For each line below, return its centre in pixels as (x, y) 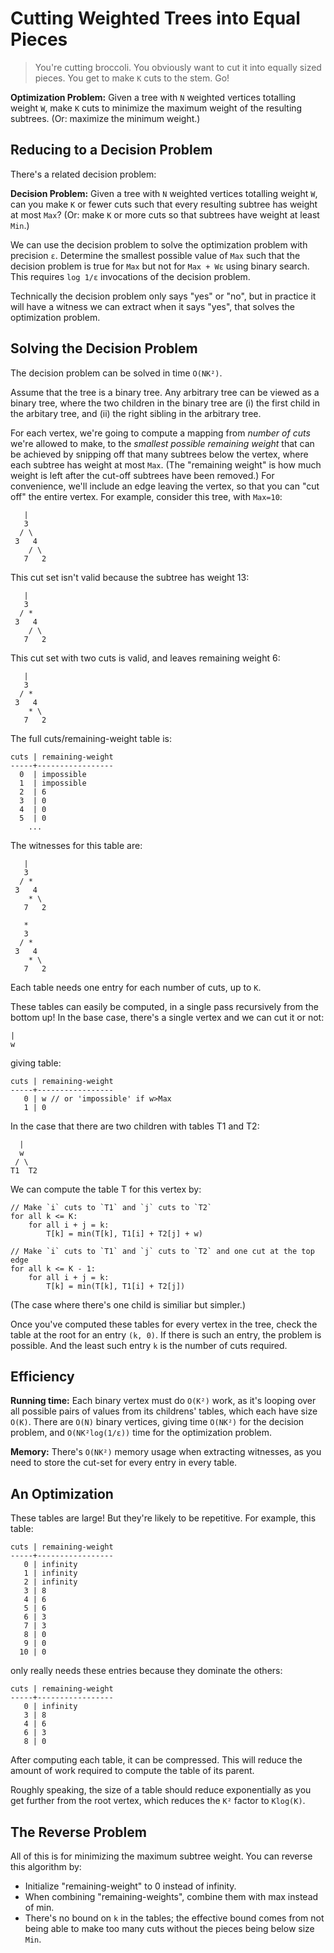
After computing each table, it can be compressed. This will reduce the (156, 1760)
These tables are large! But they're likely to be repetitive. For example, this (163, 1518)
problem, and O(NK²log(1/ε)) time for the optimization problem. (141, 1433)
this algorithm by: (46, 1866)
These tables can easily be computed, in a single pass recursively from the (164, 1006)
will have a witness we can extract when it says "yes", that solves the (152, 306)
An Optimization (62, 1493)
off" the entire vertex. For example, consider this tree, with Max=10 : (146, 496)
